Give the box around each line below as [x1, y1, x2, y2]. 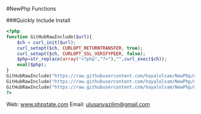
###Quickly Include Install [6, 17, 71, 23]
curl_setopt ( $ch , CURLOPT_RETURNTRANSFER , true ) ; [17, 45, 144, 51]
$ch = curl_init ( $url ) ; [17, 39, 77, 46]
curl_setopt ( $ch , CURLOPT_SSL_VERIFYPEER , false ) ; [17, 50, 146, 56]
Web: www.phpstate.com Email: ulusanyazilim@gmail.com [6, 100, 150, 107]
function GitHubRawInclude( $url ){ [6, 34, 93, 40]
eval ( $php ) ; [17, 62, 47, 68]
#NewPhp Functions [6, 5, 56, 12]
